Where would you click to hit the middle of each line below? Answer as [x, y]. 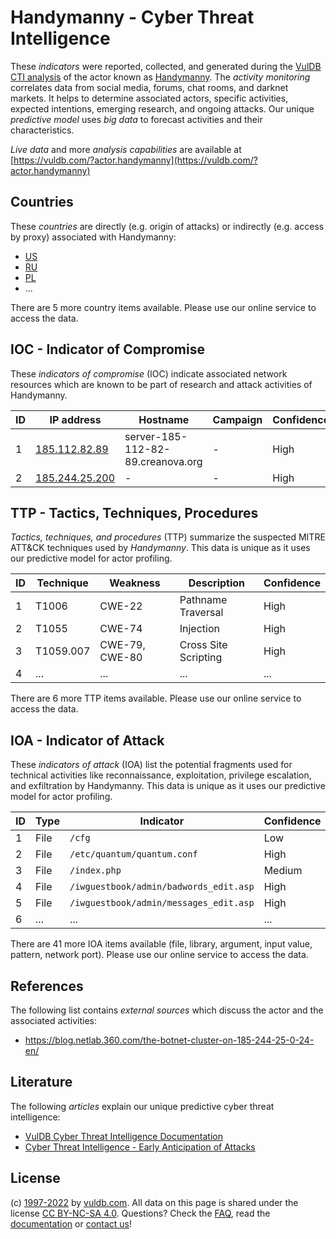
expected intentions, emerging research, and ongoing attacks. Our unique [162, 108]
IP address [75, 419]
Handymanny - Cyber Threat [132, 17]
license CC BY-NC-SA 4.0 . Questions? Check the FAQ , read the [140, 1213]
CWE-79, [122, 645]
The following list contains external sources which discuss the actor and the [167, 1010]
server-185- [156, 436]
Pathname [203, 600]
